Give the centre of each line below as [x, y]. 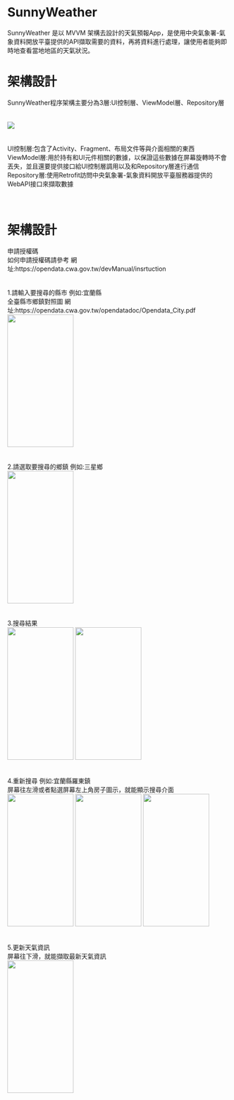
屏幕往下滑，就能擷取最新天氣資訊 [57, 956]
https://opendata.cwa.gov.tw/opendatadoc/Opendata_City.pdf [105, 310]
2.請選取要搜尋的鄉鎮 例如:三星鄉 [55, 467]
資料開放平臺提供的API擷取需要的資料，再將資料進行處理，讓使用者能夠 [117, 41]
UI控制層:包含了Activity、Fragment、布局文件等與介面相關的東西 [101, 148]
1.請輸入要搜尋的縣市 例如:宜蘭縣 [55, 292]
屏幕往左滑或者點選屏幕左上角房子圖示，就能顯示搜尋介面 [91, 790]
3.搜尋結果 [23, 623]
